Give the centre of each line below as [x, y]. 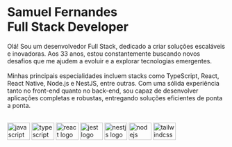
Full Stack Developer [68, 27]
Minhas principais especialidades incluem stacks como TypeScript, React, [113, 76]
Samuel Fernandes [63, 12]
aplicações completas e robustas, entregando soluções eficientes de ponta [115, 98]
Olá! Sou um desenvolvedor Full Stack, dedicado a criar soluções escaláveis [116, 46]
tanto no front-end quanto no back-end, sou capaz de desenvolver [103, 91]
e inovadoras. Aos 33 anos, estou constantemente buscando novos [103, 54]
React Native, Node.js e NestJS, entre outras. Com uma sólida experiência [114, 83]
